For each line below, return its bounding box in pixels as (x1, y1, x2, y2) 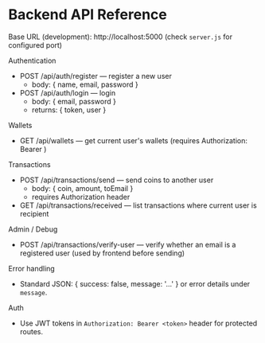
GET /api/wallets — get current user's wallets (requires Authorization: (19, 135, 248, 145)
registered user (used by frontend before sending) (19, 248, 185, 258)
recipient (19, 209, 49, 218)
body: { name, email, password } (31, 80, 138, 89)
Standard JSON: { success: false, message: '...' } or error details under (19, 279, 251, 288)
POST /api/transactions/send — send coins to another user (19, 175, 214, 185)
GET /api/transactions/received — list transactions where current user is (19, 201, 257, 210)
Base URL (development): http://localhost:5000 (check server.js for (8, 32, 233, 41)
